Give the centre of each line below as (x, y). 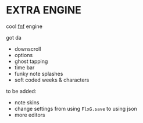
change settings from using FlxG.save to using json (76, 108)
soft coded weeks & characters (52, 80)
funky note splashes (39, 73)
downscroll (28, 49)
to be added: (21, 91)
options (24, 55)
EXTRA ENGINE (44, 10)
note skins (27, 102)
